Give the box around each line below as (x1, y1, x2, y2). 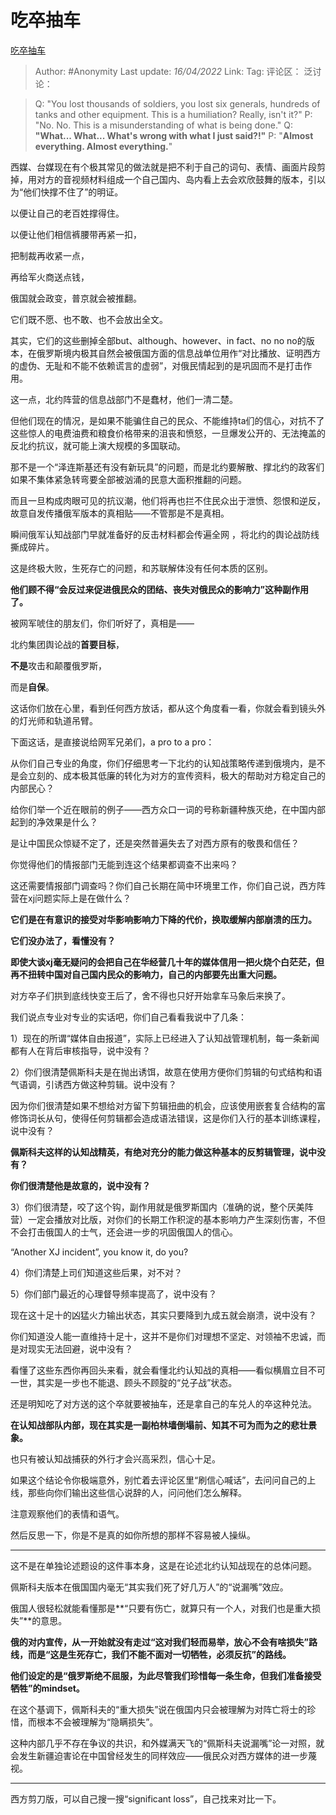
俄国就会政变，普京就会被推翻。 (10, 292, 142, 304)
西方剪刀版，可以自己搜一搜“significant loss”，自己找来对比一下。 (10, 1792, 282, 1805)
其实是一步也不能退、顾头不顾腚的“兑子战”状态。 (36, 1376, 238, 1388)
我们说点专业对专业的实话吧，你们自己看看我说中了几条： (10, 1011, 247, 1023)
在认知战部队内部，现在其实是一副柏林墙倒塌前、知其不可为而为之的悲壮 (10, 1419, 308, 1431)
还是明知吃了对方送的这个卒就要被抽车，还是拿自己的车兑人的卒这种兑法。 (10, 1397, 317, 1410)
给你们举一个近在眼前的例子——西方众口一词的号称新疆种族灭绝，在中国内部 (10, 803, 326, 815)
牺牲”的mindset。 (10, 1682, 85, 1694)
